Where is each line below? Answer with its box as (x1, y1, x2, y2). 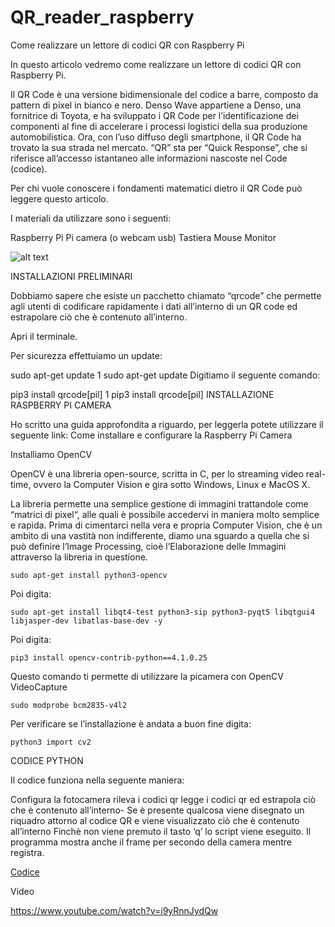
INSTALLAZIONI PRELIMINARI (10, 270, 133, 282)
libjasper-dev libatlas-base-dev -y (10, 616, 163, 626)
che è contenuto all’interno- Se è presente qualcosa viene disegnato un (10, 804, 305, 816)
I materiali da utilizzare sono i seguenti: (10, 212, 172, 224)
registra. (10, 846, 45, 858)
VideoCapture (10, 681, 68, 693)
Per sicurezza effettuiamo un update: (10, 349, 163, 361)
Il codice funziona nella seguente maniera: (10, 774, 185, 786)
